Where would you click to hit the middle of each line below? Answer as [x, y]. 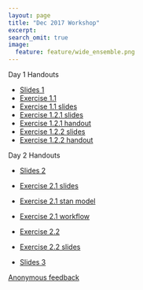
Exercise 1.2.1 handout [55, 123]
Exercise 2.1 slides [49, 186]
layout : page [29, 15]
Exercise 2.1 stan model [57, 201]
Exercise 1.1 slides [48, 106]
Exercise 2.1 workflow [55, 216]
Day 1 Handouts [33, 74]
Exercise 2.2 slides [50, 247]
